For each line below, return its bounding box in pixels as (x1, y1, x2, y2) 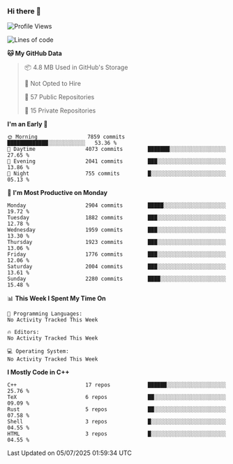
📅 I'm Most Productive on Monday (7, 189, 108, 197)
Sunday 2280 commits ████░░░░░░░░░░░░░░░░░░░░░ (7, 275, 227, 282)
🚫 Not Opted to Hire (24, 80, 82, 88)
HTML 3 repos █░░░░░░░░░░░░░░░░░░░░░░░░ (7, 430, 227, 437)
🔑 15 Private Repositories (24, 106, 96, 115)
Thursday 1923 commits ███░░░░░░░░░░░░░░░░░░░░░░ (7, 239, 227, 246)
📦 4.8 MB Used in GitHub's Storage (24, 63, 128, 72)
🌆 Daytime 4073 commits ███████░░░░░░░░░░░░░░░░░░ (7, 146, 227, 153)
